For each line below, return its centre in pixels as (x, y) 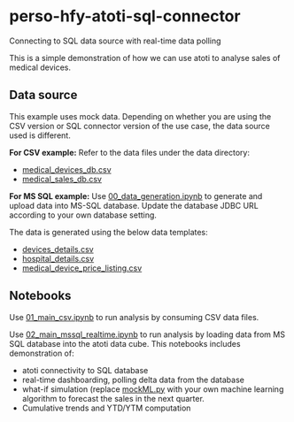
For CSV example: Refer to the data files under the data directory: (130, 152)
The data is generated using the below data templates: (108, 232)
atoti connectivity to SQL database (85, 370)
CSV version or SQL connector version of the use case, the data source (139, 126)
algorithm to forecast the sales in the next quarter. (113, 398)
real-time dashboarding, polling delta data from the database (133, 380)
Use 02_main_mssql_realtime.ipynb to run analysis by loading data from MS (147, 334)
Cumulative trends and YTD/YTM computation (106, 408)
